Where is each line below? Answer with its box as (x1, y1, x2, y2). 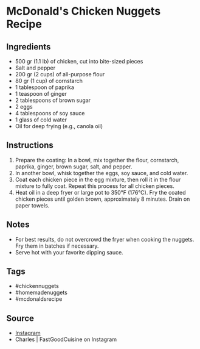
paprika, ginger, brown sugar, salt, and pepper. (15, 163, 133, 170)
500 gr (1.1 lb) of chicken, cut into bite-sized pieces (15, 58, 143, 65)
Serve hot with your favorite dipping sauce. (15, 248, 123, 256)
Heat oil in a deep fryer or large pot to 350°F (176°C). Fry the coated (15, 189, 187, 196)
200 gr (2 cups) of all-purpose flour (15, 71, 105, 77)
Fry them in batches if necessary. (15, 242, 99, 250)
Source (6, 313, 35, 323)
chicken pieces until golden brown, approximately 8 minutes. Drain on (15, 195, 190, 203)
